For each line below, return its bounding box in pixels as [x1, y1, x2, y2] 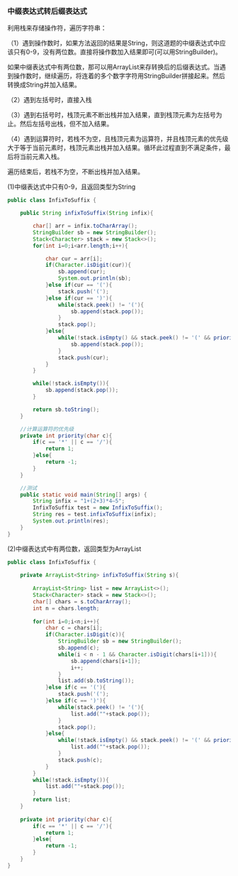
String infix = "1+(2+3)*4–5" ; [33, 498, 125, 505]
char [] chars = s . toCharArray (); [33, 598, 132, 605]
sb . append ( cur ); [57, 268, 106, 275]
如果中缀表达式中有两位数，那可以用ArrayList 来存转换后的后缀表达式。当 [7, 62, 220, 72]
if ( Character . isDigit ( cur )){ [45, 261, 132, 269]
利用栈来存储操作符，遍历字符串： [7, 23, 107, 33]
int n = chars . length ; [33, 605, 100, 612]
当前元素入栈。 [19, 153, 64, 161]
